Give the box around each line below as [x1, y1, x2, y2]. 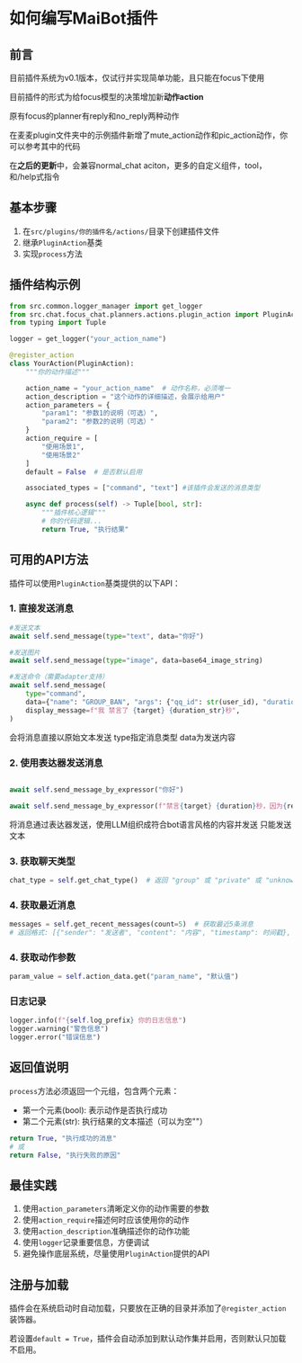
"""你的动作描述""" [25, 367, 90, 376]
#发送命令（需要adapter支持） [9, 672, 110, 682]
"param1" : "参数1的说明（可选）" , [41, 408, 159, 418]
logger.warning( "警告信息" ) [9, 1025, 110, 1034]
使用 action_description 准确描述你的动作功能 [22, 1225, 191, 1237]
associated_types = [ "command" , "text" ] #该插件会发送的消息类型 [25, 483, 261, 493]
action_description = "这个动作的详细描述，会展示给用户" [25, 392, 226, 401]
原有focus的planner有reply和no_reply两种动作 [9, 111, 180, 121]
